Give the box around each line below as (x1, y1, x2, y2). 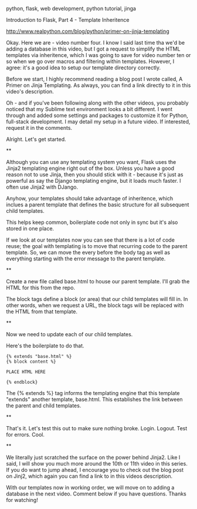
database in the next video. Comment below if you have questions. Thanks (6, 490, 186, 497)
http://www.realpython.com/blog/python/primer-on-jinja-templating (6, 28, 169, 35)
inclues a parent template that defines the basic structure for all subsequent (6, 201, 189, 208)
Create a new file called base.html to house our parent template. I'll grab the (6, 278, 190, 284)
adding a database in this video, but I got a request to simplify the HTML (6, 45, 181, 52)
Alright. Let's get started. (6, 136, 66, 143)
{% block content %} (6, 359, 57, 364)
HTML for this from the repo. (6, 284, 75, 291)
